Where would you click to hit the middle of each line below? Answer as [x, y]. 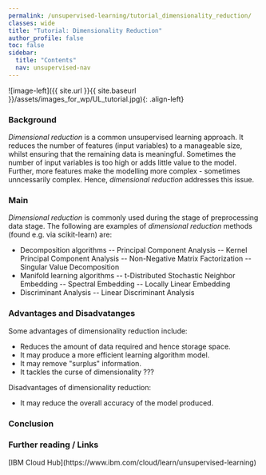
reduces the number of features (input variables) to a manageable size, [125, 146]
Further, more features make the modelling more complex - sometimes [125, 171]
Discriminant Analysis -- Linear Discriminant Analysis [107, 293]
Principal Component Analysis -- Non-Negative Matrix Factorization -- [135, 259]
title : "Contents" [46, 61]
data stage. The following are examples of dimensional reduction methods [131, 226]
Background [33, 119]
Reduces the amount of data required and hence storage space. [125, 346]
